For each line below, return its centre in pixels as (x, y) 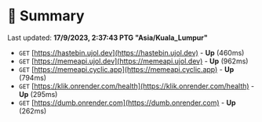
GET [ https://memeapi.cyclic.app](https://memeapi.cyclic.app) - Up (126, 69)
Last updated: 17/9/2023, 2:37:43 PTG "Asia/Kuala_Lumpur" (108, 38)
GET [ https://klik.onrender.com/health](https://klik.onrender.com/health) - (136, 86)
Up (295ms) (38, 94)
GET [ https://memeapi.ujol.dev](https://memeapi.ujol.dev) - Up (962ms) (133, 61)
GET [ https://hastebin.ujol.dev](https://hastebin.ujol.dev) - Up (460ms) (131, 52)
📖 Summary (46, 16)
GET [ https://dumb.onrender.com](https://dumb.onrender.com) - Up (127, 102)
